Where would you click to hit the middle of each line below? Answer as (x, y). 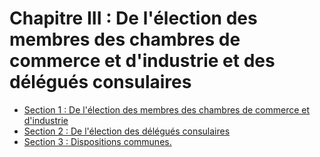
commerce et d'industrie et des (142, 61)
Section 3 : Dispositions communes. (97, 141)
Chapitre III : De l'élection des (133, 18)
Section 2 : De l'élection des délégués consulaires (127, 131)
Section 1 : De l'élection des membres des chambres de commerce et (167, 109)
